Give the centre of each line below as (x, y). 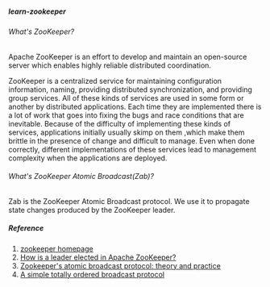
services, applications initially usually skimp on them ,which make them (127, 132)
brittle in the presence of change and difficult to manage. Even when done (132, 140)
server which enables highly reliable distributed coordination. (110, 65)
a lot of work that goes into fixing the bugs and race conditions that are (126, 115)
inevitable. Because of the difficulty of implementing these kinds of (120, 123)
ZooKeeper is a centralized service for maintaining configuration (115, 81)
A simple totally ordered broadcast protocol (92, 274)
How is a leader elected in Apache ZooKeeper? (98, 257)
